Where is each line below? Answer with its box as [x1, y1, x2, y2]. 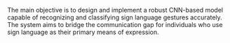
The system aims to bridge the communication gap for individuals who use [7, 21, 223, 28]
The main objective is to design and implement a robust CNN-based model [7, 6, 223, 14]
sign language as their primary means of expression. [7, 28, 159, 36]
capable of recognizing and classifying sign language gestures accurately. [7, 13, 222, 21]
